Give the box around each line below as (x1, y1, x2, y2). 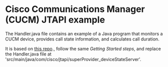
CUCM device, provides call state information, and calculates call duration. (5, 36, 159, 42)
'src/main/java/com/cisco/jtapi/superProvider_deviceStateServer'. (5, 56, 141, 62)
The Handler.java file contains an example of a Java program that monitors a (5, 30, 163, 36)
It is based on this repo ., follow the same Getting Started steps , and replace (5, 45, 161, 51)
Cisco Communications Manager (5, 3, 145, 15)
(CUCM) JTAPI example (5, 14, 105, 25)
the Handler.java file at (5, 51, 52, 57)
